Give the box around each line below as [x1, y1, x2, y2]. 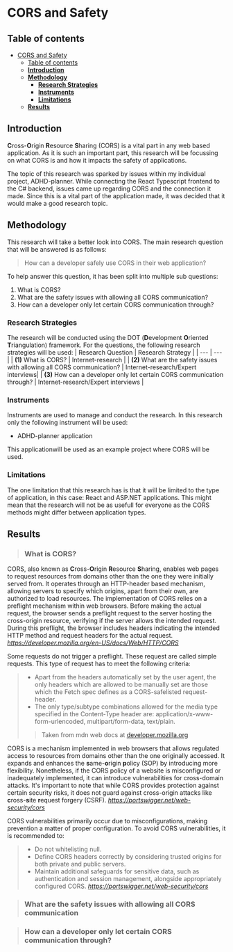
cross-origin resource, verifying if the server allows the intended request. [7, 617, 217, 625]
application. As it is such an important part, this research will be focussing [7, 148, 218, 157]
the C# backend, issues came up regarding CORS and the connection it [7, 184, 212, 193]
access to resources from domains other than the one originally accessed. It [7, 752, 225, 760]
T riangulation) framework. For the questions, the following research [7, 341, 200, 349]
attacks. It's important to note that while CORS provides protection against [7, 781, 220, 790]
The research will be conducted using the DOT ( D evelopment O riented [7, 333, 209, 341]
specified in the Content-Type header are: [34, 710, 155, 718]
